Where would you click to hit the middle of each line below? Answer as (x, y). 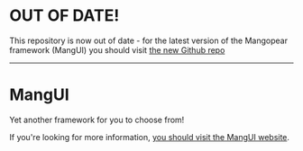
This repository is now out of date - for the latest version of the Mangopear (149, 40)
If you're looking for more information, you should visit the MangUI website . (150, 137)
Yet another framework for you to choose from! (97, 120)
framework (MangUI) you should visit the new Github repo (117, 49)
